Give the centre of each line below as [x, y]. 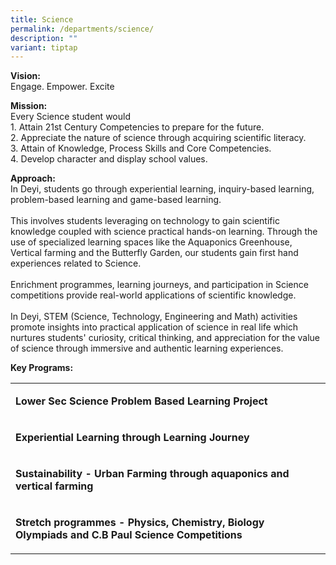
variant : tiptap [44, 47]
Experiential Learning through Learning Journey [132, 438]
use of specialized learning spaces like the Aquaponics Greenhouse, [151, 242]
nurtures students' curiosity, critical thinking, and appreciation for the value [165, 338]
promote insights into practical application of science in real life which [154, 327]
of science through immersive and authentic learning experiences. [147, 348]
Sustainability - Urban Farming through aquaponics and [152, 474]
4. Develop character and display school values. [109, 159]
